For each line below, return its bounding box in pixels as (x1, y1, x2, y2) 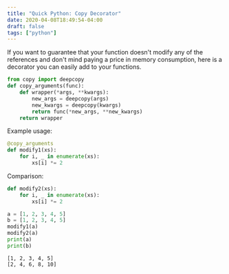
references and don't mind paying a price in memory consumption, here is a (7, 56, 222, 64)
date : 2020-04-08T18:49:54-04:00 (7, 17, 103, 23)
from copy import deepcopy (7, 76, 85, 83)
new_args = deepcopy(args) (32, 95, 109, 102)
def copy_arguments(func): (7, 83, 85, 89)
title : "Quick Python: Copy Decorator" (7, 10, 122, 17)
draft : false (7, 23, 45, 30)
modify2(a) (7, 230, 39, 237)
